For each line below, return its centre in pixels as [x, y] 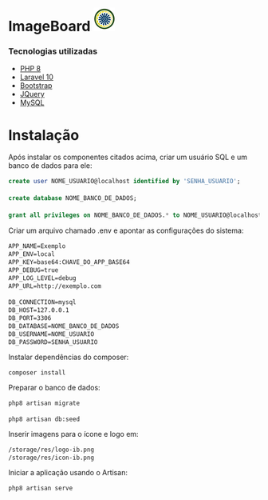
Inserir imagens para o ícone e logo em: [73, 434]
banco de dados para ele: [50, 166]
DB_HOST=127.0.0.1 [39, 310]
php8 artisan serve [41, 488]
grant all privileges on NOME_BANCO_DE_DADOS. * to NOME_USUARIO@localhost [135, 215]
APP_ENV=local [32, 254]
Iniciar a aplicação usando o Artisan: [68, 472]
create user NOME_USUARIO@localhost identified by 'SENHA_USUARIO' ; [124, 182]
